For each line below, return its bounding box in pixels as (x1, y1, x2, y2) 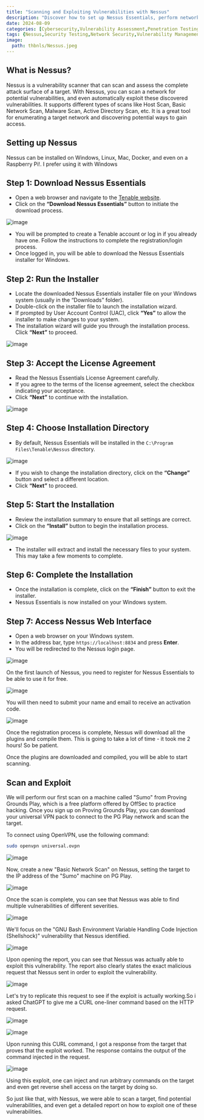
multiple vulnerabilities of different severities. (6, 902, 119, 909)
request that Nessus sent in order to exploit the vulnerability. (6, 968, 158, 975)
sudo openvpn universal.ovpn (6, 843, 80, 849)
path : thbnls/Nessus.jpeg (12, 43, 78, 49)
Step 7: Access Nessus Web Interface (6, 616, 152, 626)
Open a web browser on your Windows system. (15, 632, 134, 640)
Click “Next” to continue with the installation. (15, 393, 129, 401)
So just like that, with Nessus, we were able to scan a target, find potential (6, 1094, 191, 1102)
